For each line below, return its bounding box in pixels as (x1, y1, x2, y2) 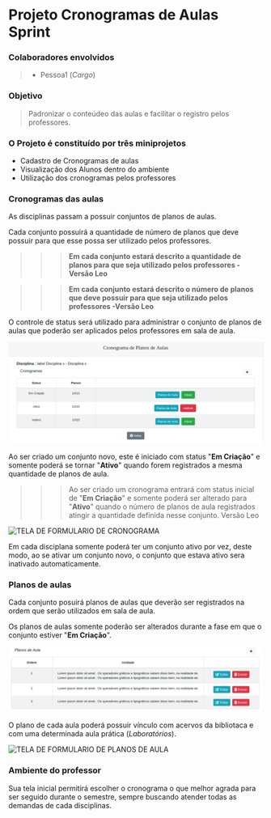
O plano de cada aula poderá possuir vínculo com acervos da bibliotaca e (8, 720, 254, 730)
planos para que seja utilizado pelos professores (68, 261, 236, 270)
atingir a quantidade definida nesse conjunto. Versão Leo (68, 511, 260, 520)
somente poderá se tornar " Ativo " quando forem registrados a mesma (8, 460, 243, 470)
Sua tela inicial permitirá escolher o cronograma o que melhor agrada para (8, 783, 256, 793)
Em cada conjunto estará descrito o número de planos (68, 285, 254, 295)
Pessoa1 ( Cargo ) (40, 70, 95, 80)
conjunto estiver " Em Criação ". (8, 630, 112, 640)
